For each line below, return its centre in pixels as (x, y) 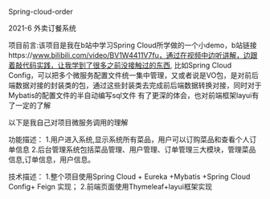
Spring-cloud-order (41, 12)
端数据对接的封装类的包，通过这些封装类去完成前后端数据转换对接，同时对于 (135, 85)
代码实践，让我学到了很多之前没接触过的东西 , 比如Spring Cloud (127, 65)
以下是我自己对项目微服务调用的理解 (68, 122)
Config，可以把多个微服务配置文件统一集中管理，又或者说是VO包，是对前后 (133, 75)
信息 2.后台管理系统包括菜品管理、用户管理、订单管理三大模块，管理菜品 (135, 149)
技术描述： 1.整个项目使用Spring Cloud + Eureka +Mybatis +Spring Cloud (129, 177)
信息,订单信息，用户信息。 (52, 159)
